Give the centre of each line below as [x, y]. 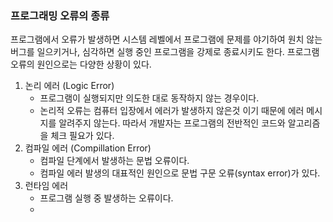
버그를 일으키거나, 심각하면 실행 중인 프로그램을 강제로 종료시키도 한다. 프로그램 [165, 52]
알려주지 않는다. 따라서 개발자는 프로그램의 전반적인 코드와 [172, 123]
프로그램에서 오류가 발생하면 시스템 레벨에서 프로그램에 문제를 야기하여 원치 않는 [166, 39]
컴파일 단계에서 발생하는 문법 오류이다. [114, 161]
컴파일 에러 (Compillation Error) [88, 148]
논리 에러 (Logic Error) [69, 86]
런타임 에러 [46, 186]
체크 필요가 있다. [82, 136]
